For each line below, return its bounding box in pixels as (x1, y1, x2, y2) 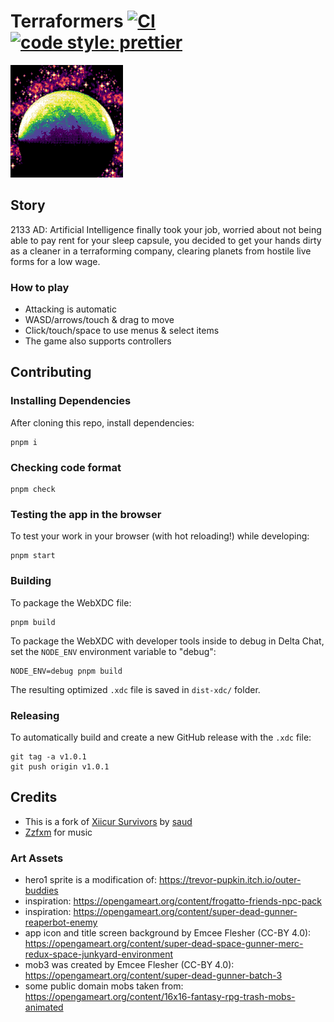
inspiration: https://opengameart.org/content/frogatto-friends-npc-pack (24, 895, 322, 907)
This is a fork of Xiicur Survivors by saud (24, 815, 193, 827)
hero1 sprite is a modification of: (24, 874, 158, 886)
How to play (10, 280, 70, 294)
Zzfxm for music (24, 826, 93, 838)
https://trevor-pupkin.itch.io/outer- (158, 874, 302, 886)
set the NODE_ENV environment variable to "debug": (10, 645, 217, 657)
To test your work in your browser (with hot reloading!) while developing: (10, 530, 310, 542)
